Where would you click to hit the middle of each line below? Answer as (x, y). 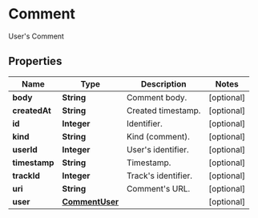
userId (25, 149)
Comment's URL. (159, 188)
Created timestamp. (164, 111)
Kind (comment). (159, 136)
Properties (35, 61)
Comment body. (157, 97)
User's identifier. (158, 149)
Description (163, 83)
